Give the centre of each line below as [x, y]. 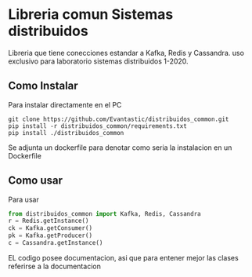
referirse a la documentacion [55, 266]
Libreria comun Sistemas [91, 15]
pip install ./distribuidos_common [66, 133]
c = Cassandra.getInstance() [56, 243]
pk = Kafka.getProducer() [50, 236]
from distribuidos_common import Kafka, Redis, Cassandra [104, 213]
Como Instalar [43, 86]
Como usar [36, 181]
